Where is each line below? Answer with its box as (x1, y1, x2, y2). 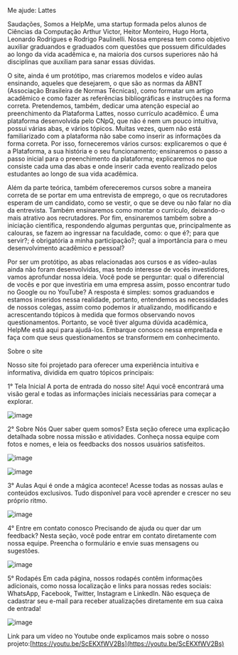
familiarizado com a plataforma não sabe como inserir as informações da (7, 132, 222, 140)
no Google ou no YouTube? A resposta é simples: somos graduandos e (7, 288, 215, 296)
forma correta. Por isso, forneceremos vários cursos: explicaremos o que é (7, 139, 227, 148)
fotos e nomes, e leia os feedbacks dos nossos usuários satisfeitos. (7, 440, 205, 448)
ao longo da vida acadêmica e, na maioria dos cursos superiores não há (7, 50, 218, 58)
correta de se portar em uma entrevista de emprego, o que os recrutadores (7, 191, 228, 199)
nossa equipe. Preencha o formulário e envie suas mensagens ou (7, 539, 199, 547)
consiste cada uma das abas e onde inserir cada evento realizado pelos (7, 162, 217, 170)
